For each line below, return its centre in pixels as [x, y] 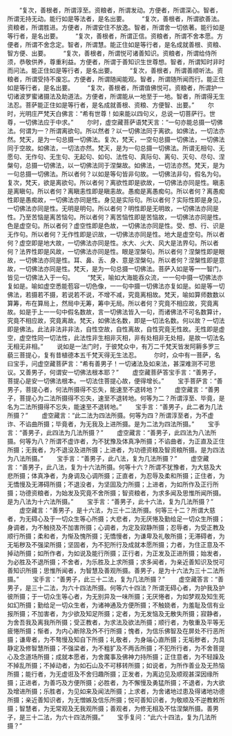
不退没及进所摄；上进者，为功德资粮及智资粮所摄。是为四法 [140, 450]
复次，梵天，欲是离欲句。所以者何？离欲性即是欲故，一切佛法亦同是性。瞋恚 [116, 182]
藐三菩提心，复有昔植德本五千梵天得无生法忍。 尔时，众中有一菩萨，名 [114, 355]
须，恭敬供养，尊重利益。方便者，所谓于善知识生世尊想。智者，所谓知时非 [113, 62]
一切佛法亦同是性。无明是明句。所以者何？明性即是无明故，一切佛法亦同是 [113, 208]
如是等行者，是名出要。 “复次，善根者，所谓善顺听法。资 [136, 70]
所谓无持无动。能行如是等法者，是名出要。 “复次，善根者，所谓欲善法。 [115, 19]
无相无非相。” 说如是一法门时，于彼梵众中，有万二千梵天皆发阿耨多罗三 [114, 346]
